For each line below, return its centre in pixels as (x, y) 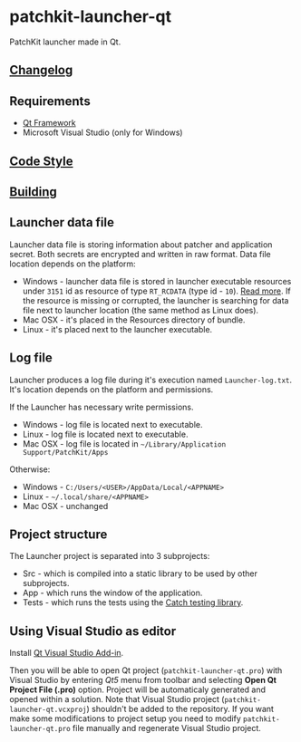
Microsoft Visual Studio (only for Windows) (102, 132)
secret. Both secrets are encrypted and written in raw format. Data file (140, 254)
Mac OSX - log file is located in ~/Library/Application (124, 443)
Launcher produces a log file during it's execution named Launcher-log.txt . (151, 380)
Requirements (50, 101)
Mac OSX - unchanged (65, 506)
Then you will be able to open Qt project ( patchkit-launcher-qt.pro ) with (146, 670)
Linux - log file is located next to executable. (105, 434)
